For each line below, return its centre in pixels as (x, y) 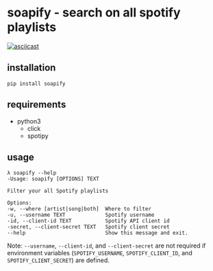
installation (32, 68)
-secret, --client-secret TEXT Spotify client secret (88, 227)
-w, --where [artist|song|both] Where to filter (79, 209)
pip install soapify (37, 84)
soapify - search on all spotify (94, 13)
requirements (37, 105)
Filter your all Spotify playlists (58, 191)
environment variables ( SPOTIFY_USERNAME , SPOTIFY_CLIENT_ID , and (100, 253)
